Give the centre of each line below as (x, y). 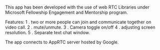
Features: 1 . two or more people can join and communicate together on (78, 22)
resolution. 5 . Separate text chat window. (48, 32)
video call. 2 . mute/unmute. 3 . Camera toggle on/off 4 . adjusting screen (80, 27)
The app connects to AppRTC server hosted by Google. (62, 42)
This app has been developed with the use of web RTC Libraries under (78, 7)
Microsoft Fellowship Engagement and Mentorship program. (67, 12)
